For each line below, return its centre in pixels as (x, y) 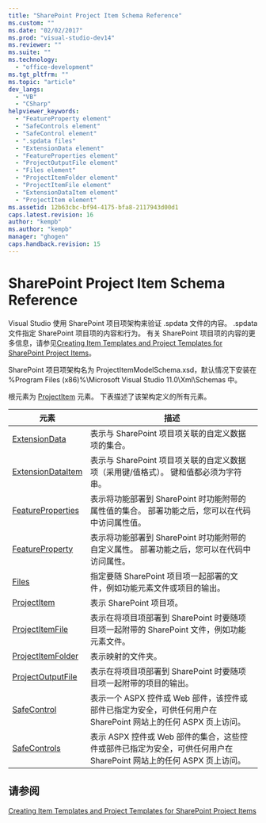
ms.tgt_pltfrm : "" (38, 75)
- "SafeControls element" (58, 126)
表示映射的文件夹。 (126, 656)
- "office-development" (54, 67)
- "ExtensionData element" (60, 148)
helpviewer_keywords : (44, 112)
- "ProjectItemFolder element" (67, 178)
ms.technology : (33, 60)
